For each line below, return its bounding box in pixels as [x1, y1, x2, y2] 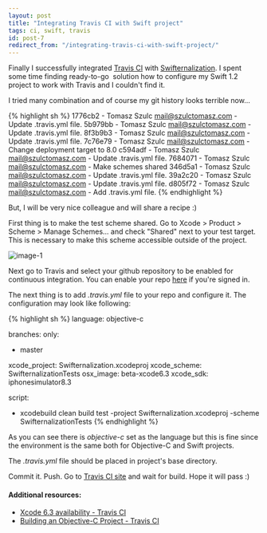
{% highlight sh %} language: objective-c [8, 314, 144, 324]
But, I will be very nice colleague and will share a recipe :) [8, 203, 198, 212]
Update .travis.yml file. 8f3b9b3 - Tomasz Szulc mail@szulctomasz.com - [8, 128, 251, 138]
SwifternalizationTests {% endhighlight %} [19, 417, 159, 427]
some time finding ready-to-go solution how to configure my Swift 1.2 [8, 72, 238, 81]
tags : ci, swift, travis [8, 26, 91, 34]
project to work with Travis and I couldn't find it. [8, 81, 166, 90]
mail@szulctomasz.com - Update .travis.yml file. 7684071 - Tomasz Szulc [8, 153, 250, 164]
